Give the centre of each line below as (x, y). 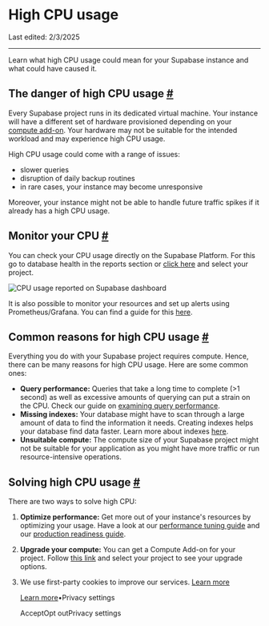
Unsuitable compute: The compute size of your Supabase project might (139, 440)
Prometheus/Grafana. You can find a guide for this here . (100, 312)
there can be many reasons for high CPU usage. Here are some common (128, 365)
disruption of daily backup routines (77, 178)
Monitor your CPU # (58, 236)
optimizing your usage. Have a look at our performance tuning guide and (140, 526)
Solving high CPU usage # (74, 482)
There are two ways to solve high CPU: (73, 502)
